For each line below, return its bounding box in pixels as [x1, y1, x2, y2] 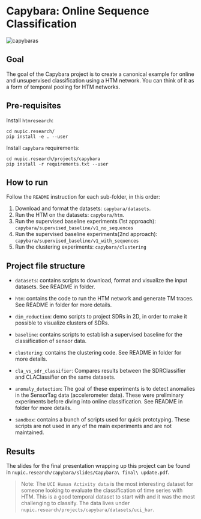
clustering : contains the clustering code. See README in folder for [14, 349, 182, 356]
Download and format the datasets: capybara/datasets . [14, 205, 151, 212]
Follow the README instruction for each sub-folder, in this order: [6, 193, 160, 200]
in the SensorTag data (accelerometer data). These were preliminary [14, 391, 184, 399]
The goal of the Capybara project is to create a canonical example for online [6, 70, 194, 78]
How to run [6, 177, 49, 187]
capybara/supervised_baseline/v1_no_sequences [14, 225, 134, 231]
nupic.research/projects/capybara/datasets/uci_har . [20, 506, 155, 513]
